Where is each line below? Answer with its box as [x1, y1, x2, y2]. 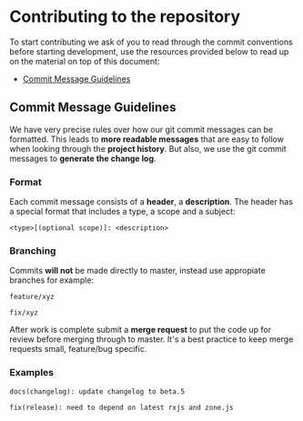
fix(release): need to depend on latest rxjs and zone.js [9, 403, 234, 412]
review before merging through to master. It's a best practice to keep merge [9, 334, 294, 345]
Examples [9, 366, 55, 379]
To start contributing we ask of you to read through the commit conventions [9, 36, 293, 47]
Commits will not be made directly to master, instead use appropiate [9, 266, 266, 276]
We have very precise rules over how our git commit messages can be [9, 124, 274, 135]
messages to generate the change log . [9, 153, 157, 164]
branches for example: [9, 275, 94, 286]
